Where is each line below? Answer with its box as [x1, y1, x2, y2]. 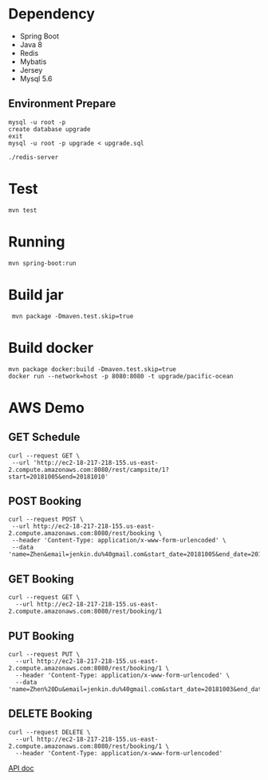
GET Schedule [8, 430, 81, 444]
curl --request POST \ [8, 515, 84, 524]
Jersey [19, 65, 43, 74]
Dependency [8, 5, 96, 23]
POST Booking [8, 494, 82, 508]
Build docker [8, 338, 94, 357]
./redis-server [8, 153, 59, 161]
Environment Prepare [8, 97, 116, 110]
